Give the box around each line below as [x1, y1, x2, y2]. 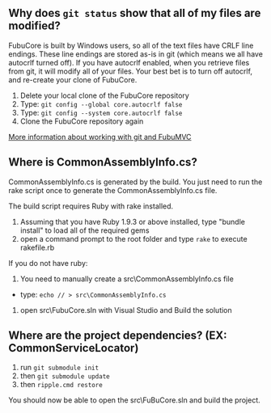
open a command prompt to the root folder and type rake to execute [19, 234, 248, 243]
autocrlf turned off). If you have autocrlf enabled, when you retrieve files [8, 57, 250, 67]
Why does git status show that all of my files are [8, 6, 261, 20]
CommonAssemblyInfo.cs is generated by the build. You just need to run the [8, 177, 263, 187]
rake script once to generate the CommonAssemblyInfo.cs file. [8, 185, 218, 195]
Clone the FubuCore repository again [19, 116, 144, 126]
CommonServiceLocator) [8, 341, 139, 355]
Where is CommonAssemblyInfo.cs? [8, 155, 198, 169]
